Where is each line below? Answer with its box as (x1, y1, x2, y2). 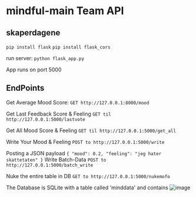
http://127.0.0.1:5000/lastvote (6, 116, 85, 122)
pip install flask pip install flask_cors (6, 44, 111, 50)
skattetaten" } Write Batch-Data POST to (6, 156, 107, 163)
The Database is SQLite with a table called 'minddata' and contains (6, 184, 169, 191)
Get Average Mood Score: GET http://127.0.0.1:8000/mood (6, 98, 150, 106)
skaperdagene (6, 28, 61, 38)
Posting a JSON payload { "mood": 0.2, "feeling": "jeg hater (6, 149, 162, 157)
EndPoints (6, 83, 45, 93)
